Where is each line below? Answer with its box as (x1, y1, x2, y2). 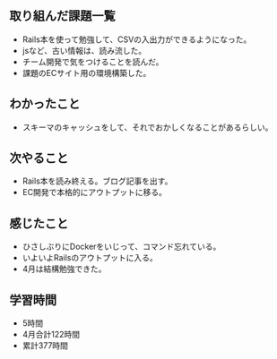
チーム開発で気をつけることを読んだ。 (22, 56, 164, 67)
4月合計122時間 (22, 329, 81, 340)
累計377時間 (22, 340, 69, 351)
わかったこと (9, 97, 81, 112)
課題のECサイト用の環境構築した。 (22, 67, 151, 78)
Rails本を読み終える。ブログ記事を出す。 (22, 175, 173, 186)
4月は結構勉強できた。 (22, 263, 107, 275)
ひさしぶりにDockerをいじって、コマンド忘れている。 (22, 241, 221, 252)
